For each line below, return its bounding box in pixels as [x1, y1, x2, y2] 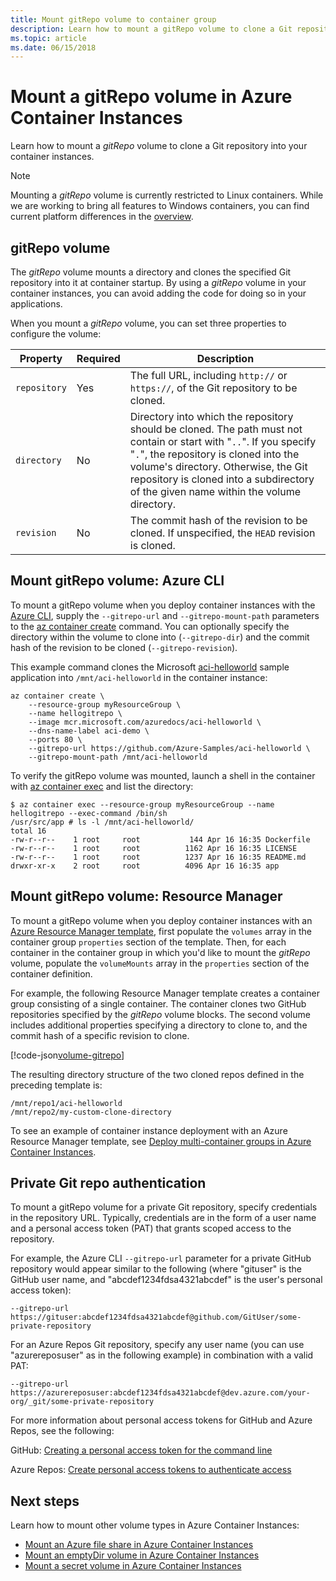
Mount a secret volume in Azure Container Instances [24, 1560, 242, 1572]
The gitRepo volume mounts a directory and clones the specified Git [10, 266, 292, 278]
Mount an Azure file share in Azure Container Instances [24, 1539, 254, 1551]
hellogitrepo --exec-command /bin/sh [10, 808, 168, 818]
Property [19, 352, 63, 365]
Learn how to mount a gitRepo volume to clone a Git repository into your [10, 140, 308, 152]
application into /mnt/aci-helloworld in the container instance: [10, 671, 268, 683]
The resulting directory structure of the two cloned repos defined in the [10, 1068, 305, 1080]
